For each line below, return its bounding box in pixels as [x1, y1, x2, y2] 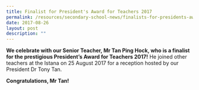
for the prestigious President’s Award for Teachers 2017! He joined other [6, 53, 188, 60]
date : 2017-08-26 [6, 20, 49, 25]
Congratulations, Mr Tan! [6, 78, 69, 85]
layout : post [6, 25, 38, 31]
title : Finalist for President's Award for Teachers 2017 [6, 8, 152, 15]
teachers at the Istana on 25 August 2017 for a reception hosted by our [6, 60, 179, 67]
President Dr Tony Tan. [6, 66, 62, 73]
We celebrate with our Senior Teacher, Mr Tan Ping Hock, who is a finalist [6, 47, 190, 54]
